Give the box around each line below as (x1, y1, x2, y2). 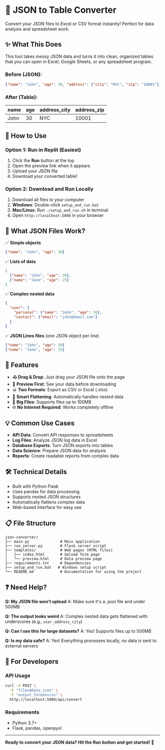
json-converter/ (5, 535, 38, 540)
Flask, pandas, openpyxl (12, 725, 62, 731)
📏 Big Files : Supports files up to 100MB (12, 399, 92, 405)
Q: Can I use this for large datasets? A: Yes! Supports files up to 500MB (5, 628, 151, 634)
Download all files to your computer (12, 197, 84, 203)
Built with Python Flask (12, 483, 59, 489)
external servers (5, 643, 38, 649)
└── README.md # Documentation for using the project (5, 569, 141, 574)
